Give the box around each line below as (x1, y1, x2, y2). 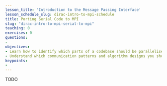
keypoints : (5, 58, 28, 63)
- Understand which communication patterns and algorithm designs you (5, 53, 155, 59)
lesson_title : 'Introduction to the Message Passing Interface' (5, 7, 141, 12)
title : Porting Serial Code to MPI (5, 16, 79, 21)
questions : (5, 35, 28, 40)
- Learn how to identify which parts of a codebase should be (5, 49, 137, 54)
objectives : (5, 44, 30, 49)
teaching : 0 (5, 26, 30, 31)
